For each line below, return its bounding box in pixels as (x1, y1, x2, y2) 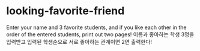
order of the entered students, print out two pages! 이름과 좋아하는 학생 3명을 (6, 31, 195, 38)
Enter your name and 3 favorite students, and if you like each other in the (6, 24, 187, 31)
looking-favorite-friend (6, 4, 125, 18)
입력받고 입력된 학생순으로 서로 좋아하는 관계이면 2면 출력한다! (6, 38, 152, 45)
